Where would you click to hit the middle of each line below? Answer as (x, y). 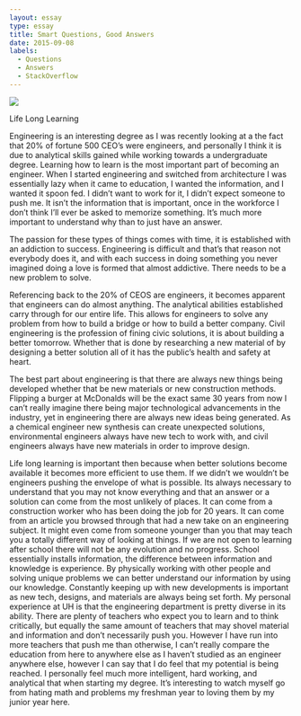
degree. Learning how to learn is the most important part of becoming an (144, 164)
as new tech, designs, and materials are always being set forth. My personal (150, 597)
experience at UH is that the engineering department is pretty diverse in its (147, 606)
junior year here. (40, 702)
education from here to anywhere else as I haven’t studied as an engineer (145, 654)
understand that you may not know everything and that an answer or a (139, 491)
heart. (20, 361)
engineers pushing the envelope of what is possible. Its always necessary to (150, 482)
